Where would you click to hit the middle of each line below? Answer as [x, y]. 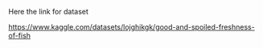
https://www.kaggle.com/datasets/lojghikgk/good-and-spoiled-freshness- [131, 27]
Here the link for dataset [48, 12]
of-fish [19, 36]
